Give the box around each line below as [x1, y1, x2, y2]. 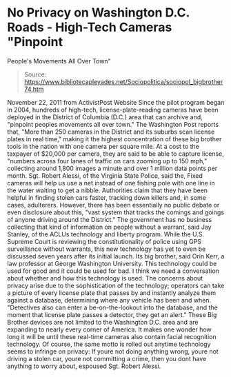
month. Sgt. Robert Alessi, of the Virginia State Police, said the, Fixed [7, 171, 203, 180]
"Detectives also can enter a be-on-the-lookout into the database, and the [7, 303, 219, 312]
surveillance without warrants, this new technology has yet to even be [7, 245, 206, 253]
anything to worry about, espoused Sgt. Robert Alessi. [7, 362, 161, 370]
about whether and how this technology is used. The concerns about [7, 274, 203, 282]
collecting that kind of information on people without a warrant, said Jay [7, 223, 212, 231]
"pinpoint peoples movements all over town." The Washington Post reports [7, 120, 219, 128]
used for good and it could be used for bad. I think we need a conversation [7, 267, 219, 275]
